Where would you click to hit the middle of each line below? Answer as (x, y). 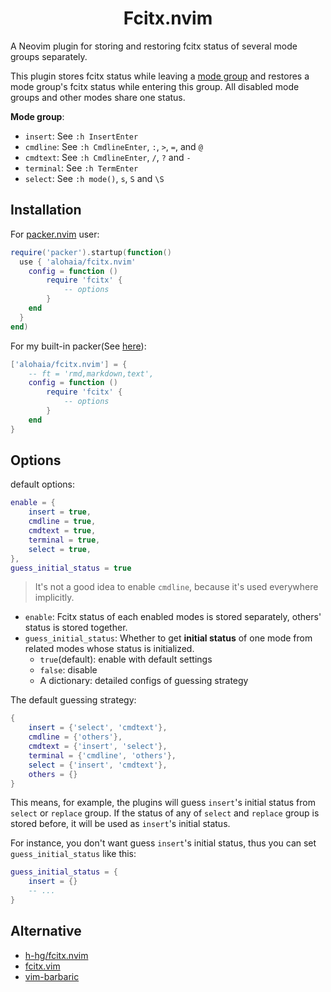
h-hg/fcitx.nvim (56, 955)
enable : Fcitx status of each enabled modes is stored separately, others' (173, 617)
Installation (46, 210)
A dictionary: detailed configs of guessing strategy (144, 681)
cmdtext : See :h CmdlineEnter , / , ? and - (108, 157)
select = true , (60, 549)
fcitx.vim (42, 966)
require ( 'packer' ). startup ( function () (91, 252)
